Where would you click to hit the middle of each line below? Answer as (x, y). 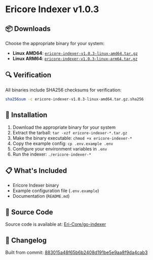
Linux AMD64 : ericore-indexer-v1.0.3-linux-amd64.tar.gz (75, 53)
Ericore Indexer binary (36, 185)
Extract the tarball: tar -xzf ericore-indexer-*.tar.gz (70, 132)
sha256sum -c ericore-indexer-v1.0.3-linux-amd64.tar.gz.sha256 (74, 99)
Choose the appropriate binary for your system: (55, 43)
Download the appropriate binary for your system (64, 127)
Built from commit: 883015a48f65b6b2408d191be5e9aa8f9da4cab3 (76, 252)
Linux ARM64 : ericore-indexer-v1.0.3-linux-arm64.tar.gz (75, 59)
